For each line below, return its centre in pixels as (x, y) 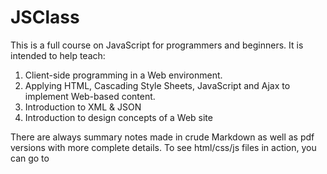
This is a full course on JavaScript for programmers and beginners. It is (157, 45)
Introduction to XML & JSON (83, 107)
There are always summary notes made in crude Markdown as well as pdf (162, 137)
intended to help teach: (58, 55)
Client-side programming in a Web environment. (123, 75)
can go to (30, 158)
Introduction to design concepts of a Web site (118, 117)
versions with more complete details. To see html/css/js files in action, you (163, 147)
